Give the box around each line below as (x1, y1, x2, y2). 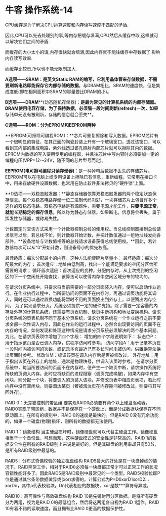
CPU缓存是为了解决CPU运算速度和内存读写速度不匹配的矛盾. (5, 22, 129, 28)
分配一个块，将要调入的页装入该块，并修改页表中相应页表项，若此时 (22, 376, 161, 382)
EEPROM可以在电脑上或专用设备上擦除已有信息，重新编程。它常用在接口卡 (5, 174, 158, 180)
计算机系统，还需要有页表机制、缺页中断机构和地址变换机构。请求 (26, 309, 161, 315)
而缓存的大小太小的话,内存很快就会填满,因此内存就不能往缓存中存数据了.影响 (5, 49, 161, 55)
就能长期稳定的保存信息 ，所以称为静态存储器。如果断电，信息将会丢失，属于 (5, 209, 161, 215)
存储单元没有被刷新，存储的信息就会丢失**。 (5, 111, 96, 117)
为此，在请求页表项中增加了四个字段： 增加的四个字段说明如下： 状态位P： (5, 333, 158, 339)
